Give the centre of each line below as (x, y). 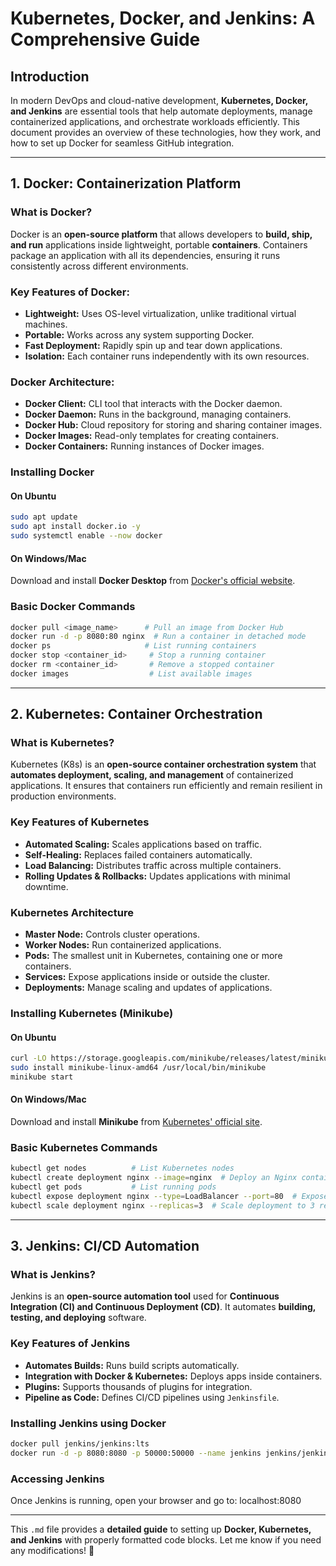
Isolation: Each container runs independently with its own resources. (167, 356)
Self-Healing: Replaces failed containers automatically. (138, 854)
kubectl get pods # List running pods (113, 1187)
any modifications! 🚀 (52, 1551)
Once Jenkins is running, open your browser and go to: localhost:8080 (156, 1501)
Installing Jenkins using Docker (88, 1423)
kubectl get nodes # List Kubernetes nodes (122, 1168)
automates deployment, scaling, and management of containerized (152, 775)
